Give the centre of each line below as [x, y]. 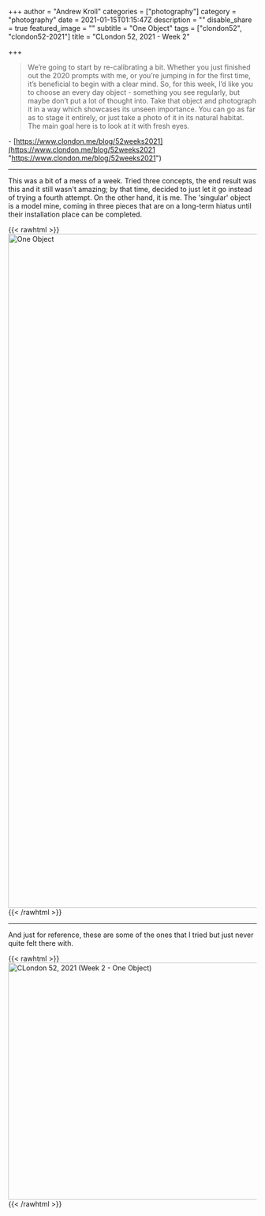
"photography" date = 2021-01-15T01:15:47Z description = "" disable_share [130, 20]
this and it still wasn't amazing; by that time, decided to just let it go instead [130, 189]
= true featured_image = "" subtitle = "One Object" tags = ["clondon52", [125, 28]
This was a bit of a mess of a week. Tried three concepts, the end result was [132, 181]
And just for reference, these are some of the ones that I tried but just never [131, 935]
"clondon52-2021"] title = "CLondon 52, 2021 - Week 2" [99, 36]
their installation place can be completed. [75, 214]
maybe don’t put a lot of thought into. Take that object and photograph [142, 101]
